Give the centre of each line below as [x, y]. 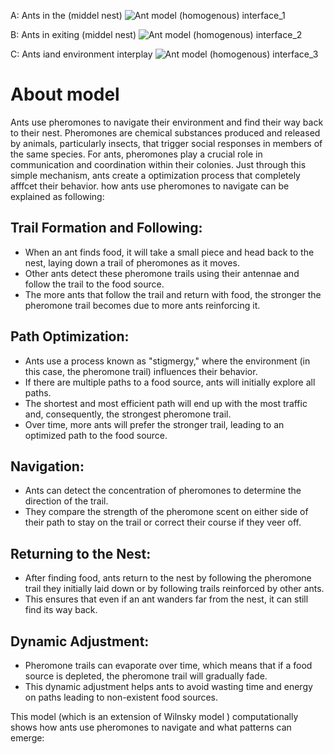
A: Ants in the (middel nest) [66, 15]
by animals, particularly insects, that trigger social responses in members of [166, 143]
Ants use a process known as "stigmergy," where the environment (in [167, 361]
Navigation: [47, 466]
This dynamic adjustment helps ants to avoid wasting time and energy [168, 686]
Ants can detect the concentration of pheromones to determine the [163, 491]
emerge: [27, 738]
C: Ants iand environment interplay [81, 54]
